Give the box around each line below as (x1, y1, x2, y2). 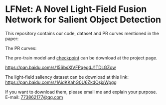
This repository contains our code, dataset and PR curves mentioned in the (5, 30, 160, 36)
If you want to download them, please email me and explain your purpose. (5, 89, 157, 95)
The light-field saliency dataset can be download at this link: (5, 74, 129, 80)
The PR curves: (5, 45, 37, 51)
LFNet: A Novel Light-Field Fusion (5, 3, 147, 15)
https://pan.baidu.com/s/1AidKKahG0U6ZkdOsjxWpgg (5, 79, 117, 85)
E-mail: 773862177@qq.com (5, 94, 63, 100)
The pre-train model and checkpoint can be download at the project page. (5, 54, 158, 60)
